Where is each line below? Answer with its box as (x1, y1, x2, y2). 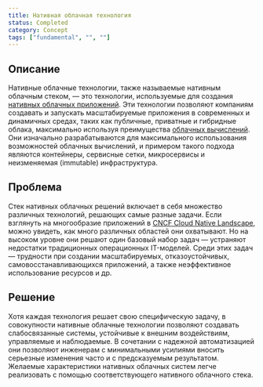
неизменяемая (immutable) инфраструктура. (8, 158, 159, 168)
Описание (8, 62, 60, 75)
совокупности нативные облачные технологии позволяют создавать (8, 320, 239, 329)
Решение (8, 291, 56, 304)
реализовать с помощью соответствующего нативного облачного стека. (8, 370, 254, 379)
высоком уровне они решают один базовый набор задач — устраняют (8, 234, 247, 244)
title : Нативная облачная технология (8, 11, 132, 20)
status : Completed (8, 19, 68, 27)
